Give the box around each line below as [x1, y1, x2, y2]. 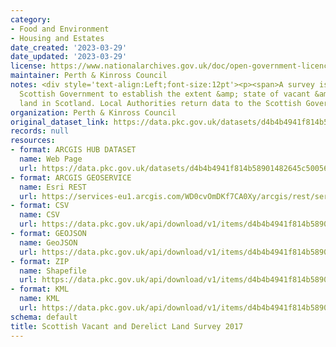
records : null [10, 126, 70, 136]
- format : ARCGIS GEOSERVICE [10, 172, 132, 183]
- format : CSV [10, 201, 70, 211]
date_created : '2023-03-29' [10, 42, 128, 53]
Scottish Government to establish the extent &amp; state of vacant [19, 89, 311, 99]
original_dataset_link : [10, 117, 110, 127]
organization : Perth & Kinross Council [10, 107, 177, 118]
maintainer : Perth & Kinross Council [10, 71, 168, 81]
